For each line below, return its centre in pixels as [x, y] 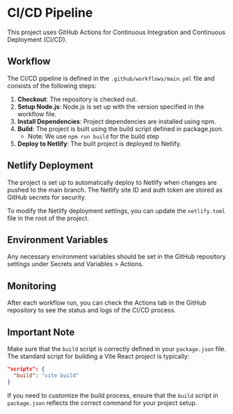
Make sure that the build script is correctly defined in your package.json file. [116, 349]
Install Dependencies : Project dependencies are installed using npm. [116, 121]
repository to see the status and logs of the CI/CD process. [91, 310]
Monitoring [32, 286]
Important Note [41, 332]
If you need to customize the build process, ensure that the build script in [113, 395]
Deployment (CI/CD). [37, 39]
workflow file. [37, 114]
